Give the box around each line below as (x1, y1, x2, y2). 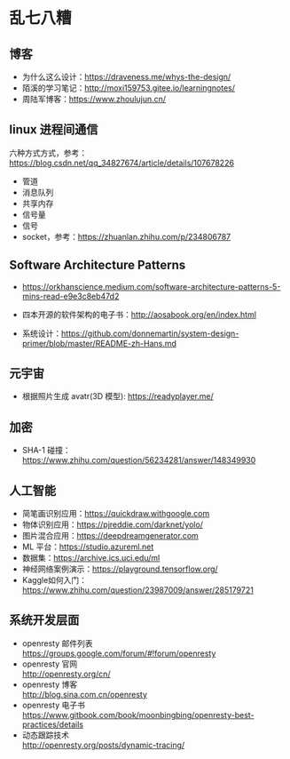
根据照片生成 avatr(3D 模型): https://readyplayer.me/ (21, 391, 215, 402)
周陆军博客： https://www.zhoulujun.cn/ (21, 94, 167, 104)
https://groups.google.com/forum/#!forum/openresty (21, 648, 216, 659)
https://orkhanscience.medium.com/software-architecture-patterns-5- (21, 281, 281, 292)
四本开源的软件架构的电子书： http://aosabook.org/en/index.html (21, 308, 257, 320)
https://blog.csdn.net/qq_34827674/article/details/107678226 (9, 157, 235, 168)
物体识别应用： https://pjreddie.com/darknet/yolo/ (21, 519, 204, 530)
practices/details (21, 719, 84, 730)
